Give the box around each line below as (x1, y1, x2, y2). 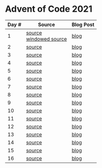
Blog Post (71, 21, 95, 28)
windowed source (26, 35, 67, 42)
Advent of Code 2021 (5, 3, 93, 15)
